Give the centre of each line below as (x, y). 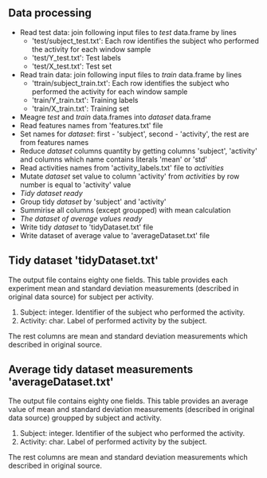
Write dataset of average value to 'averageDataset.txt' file (114, 235)
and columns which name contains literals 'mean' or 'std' (114, 159)
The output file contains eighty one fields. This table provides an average (128, 401)
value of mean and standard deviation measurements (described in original (132, 409)
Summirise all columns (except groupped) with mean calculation (125, 210)
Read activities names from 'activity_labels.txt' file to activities (122, 167)
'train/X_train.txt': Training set (80, 108)
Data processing (50, 13)
